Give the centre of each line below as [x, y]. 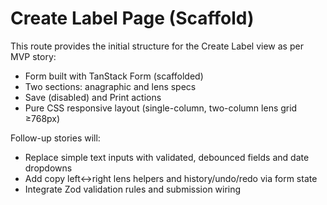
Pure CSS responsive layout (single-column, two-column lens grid [161, 108]
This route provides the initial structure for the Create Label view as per [157, 46]
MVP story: [33, 56]
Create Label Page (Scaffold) [132, 18]
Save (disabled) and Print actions [93, 97]
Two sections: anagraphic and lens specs [110, 86]
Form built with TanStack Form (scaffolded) [114, 76]
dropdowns [48, 168]
